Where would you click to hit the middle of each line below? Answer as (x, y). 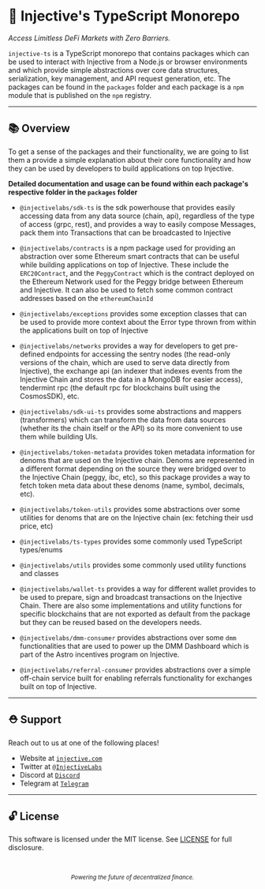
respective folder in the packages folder (73, 192)
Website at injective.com (61, 758)
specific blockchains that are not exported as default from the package (135, 614)
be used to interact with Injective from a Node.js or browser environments (128, 62)
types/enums (41, 549)
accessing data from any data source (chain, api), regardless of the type (137, 216)
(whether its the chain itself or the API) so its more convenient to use (131, 428)
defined (32, 354)
